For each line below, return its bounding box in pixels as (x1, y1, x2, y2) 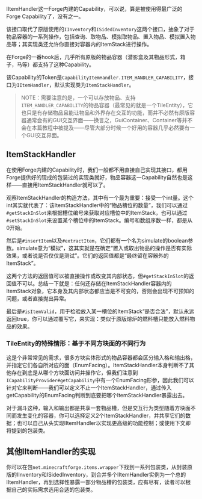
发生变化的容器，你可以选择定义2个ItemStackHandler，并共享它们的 (16, 412, 186, 420)
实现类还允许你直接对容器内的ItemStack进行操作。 (26, 41, 153, 48)
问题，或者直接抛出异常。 (6, 294, 70, 302)
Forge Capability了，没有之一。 (6, 13, 84, 20)
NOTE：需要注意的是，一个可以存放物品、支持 (20, 94, 136, 101)
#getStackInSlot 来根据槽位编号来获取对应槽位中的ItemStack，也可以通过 (6, 209, 188, 216)
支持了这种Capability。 (37, 61, 95, 68)
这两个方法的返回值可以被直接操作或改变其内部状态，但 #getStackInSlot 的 (6, 272, 189, 279)
